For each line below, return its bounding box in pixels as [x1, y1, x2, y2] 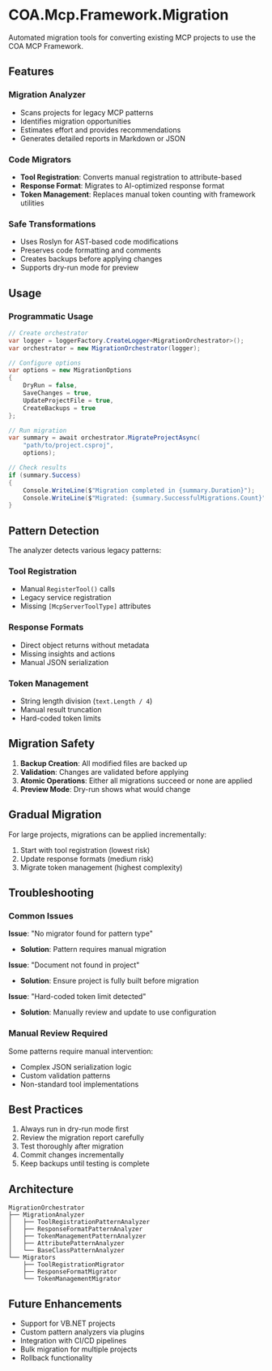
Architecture [8, 1182, 74, 1196]
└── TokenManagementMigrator [23, 1275, 121, 1283]
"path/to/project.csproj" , [23, 441, 114, 450]
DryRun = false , [23, 382, 79, 390]
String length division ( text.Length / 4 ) [19, 696, 153, 706]
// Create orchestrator [8, 329, 89, 337]
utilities [19, 197, 45, 208]
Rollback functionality [19, 1353, 93, 1363]
